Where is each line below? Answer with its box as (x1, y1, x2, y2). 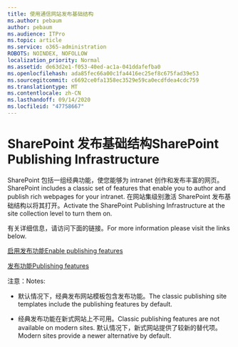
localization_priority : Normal (7, 57, 100, 64)
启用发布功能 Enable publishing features (7, 246, 123, 255)
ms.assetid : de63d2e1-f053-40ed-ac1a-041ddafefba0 (7, 63, 161, 70)
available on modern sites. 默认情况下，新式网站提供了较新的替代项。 (17, 323, 222, 331)
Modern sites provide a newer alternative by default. (17, 331, 172, 340)
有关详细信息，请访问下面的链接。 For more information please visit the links (7, 223, 230, 232)
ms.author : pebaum (7, 17, 62, 24)
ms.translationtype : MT (7, 83, 78, 90)
